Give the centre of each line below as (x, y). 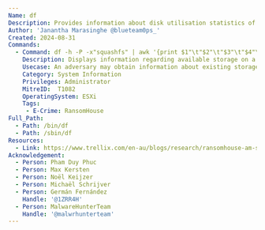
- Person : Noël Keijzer (54, 177)
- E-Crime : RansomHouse (65, 111)
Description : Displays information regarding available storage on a (139, 60)
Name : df (22, 15)
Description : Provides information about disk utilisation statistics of (132, 23)
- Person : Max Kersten (52, 170)
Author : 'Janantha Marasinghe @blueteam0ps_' (84, 30)
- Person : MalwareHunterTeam (63, 206)
